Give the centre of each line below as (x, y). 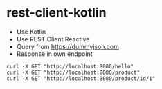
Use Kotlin (31, 32)
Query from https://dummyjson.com (67, 46)
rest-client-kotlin (56, 13)
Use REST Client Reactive (53, 39)
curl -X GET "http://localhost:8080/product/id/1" (81, 78)
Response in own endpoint (54, 54)
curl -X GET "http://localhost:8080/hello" (70, 66)
